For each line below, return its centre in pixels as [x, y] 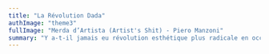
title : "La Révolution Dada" [57, 15]
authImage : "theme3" [43, 23]
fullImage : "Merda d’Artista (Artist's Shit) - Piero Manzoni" [116, 30]
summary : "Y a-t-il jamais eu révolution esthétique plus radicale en [128, 38]
